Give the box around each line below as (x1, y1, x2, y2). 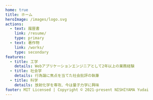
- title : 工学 (10, 59, 38, 64)
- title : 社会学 (10, 69, 42, 74)
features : (5, 54, 26, 60)
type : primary (14, 36, 44, 41)
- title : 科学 (10, 78, 38, 83)
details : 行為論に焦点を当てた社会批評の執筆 (14, 73, 100, 78)
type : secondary (14, 49, 49, 55)
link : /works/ (14, 45, 44, 50)
